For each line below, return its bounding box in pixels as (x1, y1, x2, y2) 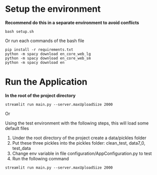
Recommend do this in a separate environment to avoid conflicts (5, 20, 139, 25)
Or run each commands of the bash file (5, 38, 84, 44)
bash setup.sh (5, 29, 34, 34)
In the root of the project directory (5, 92, 76, 99)
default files (5, 125, 29, 131)
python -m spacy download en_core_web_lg (5, 51, 91, 56)
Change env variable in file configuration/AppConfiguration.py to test (12, 150, 152, 156)
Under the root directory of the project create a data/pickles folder (12, 135, 147, 141)
